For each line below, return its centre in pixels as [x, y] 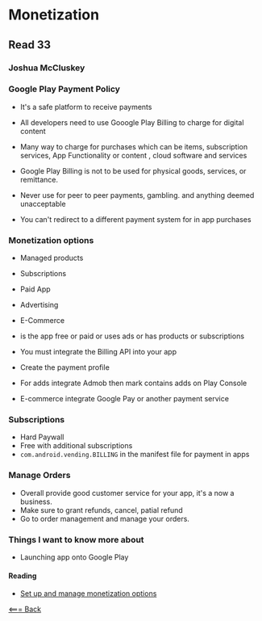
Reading [23, 576]
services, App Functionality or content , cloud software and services [133, 155]
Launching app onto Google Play [74, 557]
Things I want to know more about [76, 539]
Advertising [39, 305]
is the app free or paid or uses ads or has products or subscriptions [132, 336]
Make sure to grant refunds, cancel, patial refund [101, 510]
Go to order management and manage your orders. [104, 518]
